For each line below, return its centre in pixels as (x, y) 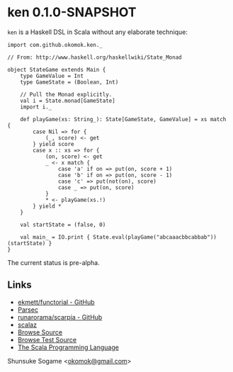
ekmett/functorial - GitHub (56, 302)
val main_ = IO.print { (55, 237)
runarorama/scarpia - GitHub (60, 317)
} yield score (53, 144)
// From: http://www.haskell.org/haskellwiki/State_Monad (95, 57)
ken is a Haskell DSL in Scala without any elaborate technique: (97, 32)
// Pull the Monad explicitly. (66, 94)
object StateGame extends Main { (57, 69)
